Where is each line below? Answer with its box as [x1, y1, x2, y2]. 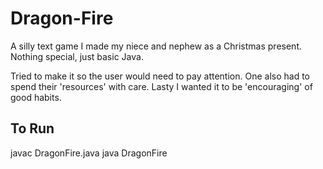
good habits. [10, 91, 62, 103]
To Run [10, 120, 55, 137]
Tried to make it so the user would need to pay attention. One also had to [10, 70, 311, 82]
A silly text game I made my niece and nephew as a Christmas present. [10, 40, 302, 52]
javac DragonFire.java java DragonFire [10, 147, 168, 159]
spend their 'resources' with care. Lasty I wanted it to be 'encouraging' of [10, 80, 313, 92]
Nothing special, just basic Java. [10, 50, 144, 62]
